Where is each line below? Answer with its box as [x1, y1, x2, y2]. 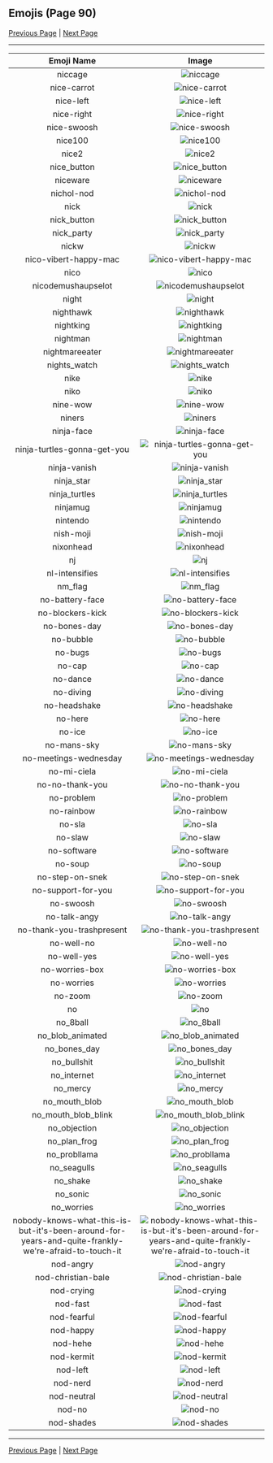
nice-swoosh [46, 121, 98, 132]
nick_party [52, 227, 93, 238]
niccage [56, 68, 88, 80]
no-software [47, 844, 97, 856]
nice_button [50, 161, 95, 172]
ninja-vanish [47, 462, 97, 473]
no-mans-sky [45, 739, 100, 750]
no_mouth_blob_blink [31, 1109, 114, 1120]
